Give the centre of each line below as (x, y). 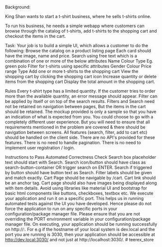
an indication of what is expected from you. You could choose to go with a (79, 117)
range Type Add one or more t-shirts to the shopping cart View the (72, 71)
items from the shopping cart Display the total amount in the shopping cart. (80, 82)
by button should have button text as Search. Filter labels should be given (78, 173)
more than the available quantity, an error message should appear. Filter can (81, 96)
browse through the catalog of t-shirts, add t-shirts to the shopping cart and (81, 31)
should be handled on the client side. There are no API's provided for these (80, 137)
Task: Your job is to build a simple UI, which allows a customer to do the (77, 45)
